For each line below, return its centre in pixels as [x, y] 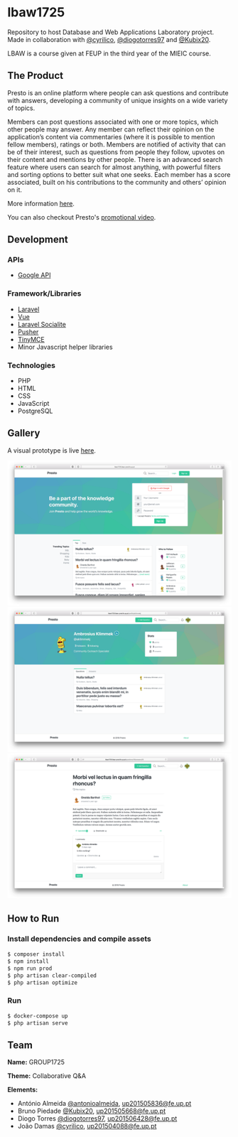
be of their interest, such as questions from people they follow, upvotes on [116, 152]
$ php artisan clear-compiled [52, 975]
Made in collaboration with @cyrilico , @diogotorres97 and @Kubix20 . [109, 39]
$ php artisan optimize [43, 982]
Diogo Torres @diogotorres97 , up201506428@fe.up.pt [97, 1119]
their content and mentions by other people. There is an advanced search [115, 159]
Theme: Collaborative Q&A [47, 1076]
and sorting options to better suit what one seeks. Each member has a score [119, 174]
